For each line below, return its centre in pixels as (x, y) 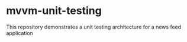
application (20, 33)
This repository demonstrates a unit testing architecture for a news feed (94, 27)
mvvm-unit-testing (54, 11)
